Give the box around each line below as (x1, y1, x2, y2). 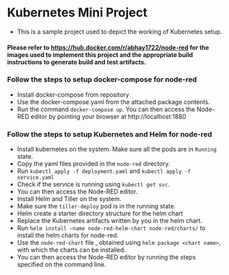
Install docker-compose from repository (16, 91, 130, 99)
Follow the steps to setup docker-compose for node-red (7, 75, 197, 84)
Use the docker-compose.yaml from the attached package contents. (16, 97, 211, 106)
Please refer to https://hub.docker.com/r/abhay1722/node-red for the (7, 43, 210, 51)
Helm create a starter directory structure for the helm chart (16, 209, 183, 217)
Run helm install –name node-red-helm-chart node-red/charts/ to (16, 224, 206, 232)
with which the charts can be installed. (16, 246, 126, 254)
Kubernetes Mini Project (7, 5, 148, 21)
